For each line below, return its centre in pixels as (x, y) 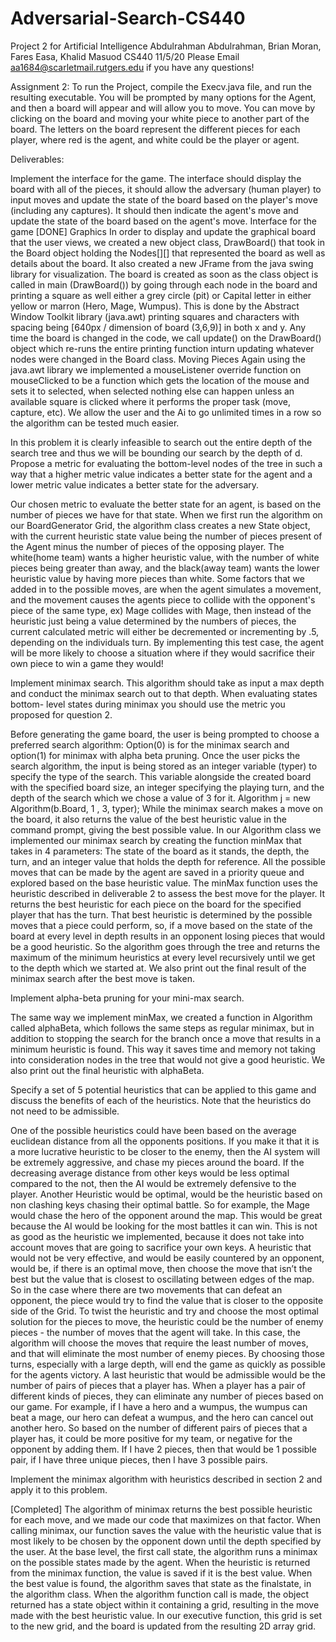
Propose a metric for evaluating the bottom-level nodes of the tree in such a (166, 463)
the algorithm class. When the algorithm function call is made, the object (160, 1594)
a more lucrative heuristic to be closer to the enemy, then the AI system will (165, 1151)
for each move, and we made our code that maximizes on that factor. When (165, 1519)
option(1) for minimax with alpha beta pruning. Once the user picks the (155, 755)
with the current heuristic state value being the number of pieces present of (166, 536)
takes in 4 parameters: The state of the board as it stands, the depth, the (160, 851)
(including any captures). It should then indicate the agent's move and (154, 210)
